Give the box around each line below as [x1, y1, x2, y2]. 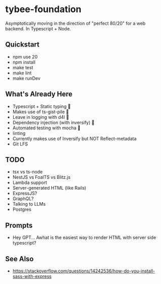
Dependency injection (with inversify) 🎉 [12, 119, 95, 125]
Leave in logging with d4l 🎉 [12, 114, 69, 120]
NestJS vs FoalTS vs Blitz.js [12, 174, 71, 180]
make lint [12, 70, 32, 76]
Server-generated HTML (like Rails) [12, 185, 87, 191]
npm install [12, 59, 36, 65]
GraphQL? [12, 196, 34, 202]
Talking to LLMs [12, 201, 46, 207]
